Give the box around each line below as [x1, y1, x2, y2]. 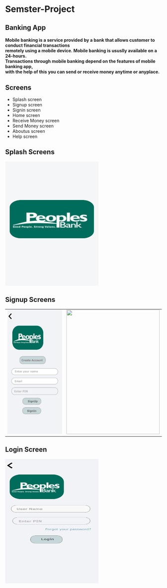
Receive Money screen [12, 117, 60, 123]
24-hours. [5, 53, 27, 59]
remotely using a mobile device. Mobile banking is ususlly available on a [5, 48, 158, 54]
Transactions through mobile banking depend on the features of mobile [5, 58, 156, 64]
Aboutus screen [12, 128, 45, 134]
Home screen [12, 112, 40, 118]
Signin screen [12, 107, 41, 113]
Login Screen [5, 445, 47, 454]
